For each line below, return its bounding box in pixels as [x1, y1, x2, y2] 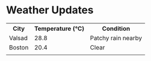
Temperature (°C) [34, 24, 85, 33]
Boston [9, 43, 29, 51]
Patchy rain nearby [90, 34, 142, 42]
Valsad [9, 34, 28, 42]
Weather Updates [6, 3, 94, 17]
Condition [102, 24, 130, 33]
